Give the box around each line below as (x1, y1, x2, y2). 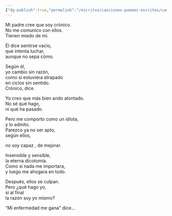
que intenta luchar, (5, 48, 45, 54)
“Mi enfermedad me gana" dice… (5, 205, 75, 211)
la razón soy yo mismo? (5, 194, 55, 201)
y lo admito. (5, 121, 30, 127)
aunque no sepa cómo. (5, 53, 54, 60)
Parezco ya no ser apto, (5, 127, 55, 133)
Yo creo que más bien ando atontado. (5, 95, 84, 101)
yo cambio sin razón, (5, 69, 50, 75)
